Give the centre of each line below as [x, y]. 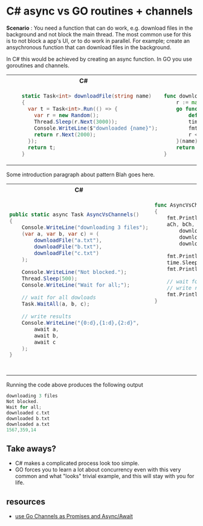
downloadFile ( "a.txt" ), [68, 240]
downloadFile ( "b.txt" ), [68, 246]
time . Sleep [182, 262]
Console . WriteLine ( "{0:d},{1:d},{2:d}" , [80, 323]
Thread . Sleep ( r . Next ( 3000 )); [76, 122]
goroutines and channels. [38, 65]
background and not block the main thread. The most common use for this [99, 34]
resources [26, 501]
